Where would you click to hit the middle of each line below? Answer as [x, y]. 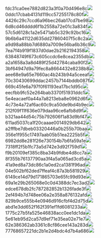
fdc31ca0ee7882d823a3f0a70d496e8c [46, 8]
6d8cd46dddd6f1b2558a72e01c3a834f [46, 26]
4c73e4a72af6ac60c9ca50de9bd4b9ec [47, 105]
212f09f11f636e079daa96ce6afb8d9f [44, 111]
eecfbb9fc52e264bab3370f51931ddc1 [45, 93]
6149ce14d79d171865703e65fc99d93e [46, 177]
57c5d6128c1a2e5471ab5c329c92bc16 [46, 32]
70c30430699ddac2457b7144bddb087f [47, 81]
